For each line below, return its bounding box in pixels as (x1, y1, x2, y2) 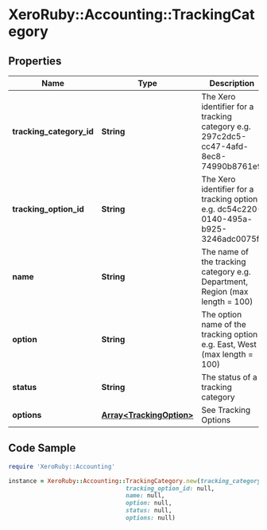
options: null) (126, 514, 176, 522)
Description (209, 78, 255, 88)
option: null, (126, 499, 172, 507)
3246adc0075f (201, 233, 260, 244)
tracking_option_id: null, (126, 484, 215, 493)
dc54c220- (217, 204, 263, 214)
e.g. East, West (201, 339, 257, 349)
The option (201, 309, 242, 320)
